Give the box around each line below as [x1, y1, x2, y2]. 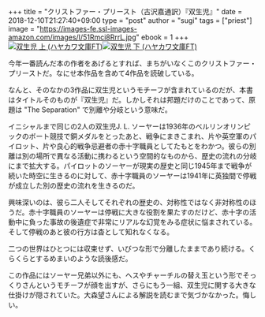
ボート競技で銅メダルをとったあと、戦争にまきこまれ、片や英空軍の [28, 132, 250, 140]
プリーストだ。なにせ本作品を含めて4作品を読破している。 [8, 69, 199, 77]
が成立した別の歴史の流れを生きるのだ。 [8, 181, 140, 190]
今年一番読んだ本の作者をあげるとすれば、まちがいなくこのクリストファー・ [8, 58, 257, 68]
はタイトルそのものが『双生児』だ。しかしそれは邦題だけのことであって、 [8, 95, 249, 104]
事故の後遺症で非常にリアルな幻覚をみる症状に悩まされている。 [49, 218, 257, 226]
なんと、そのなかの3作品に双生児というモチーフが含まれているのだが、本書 [8, 85, 254, 95]
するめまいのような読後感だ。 [35, 254, 132, 263]
